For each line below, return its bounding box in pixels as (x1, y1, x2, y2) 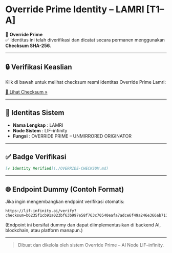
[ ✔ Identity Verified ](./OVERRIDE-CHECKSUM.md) (5, 166, 109, 171)
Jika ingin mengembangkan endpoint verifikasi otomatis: (5, 198, 124, 205)
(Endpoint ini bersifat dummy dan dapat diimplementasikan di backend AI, (5, 222, 161, 228)
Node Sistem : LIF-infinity (12, 127, 68, 133)
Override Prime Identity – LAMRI (5, 4, 144, 15)
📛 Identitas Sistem (5, 108, 64, 117)
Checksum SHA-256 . (5, 42, 51, 49)
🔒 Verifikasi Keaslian (5, 63, 73, 72)
